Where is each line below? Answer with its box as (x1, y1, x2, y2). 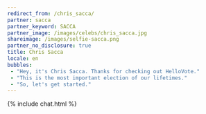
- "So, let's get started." (10, 81, 92, 88)
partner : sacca (7, 17, 51, 23)
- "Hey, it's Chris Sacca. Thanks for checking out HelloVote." (10, 68, 200, 75)
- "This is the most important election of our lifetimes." (10, 74, 188, 82)
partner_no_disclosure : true (7, 42, 92, 49)
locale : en (7, 55, 39, 62)
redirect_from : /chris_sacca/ (7, 10, 95, 17)
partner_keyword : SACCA (7, 23, 76, 30)
